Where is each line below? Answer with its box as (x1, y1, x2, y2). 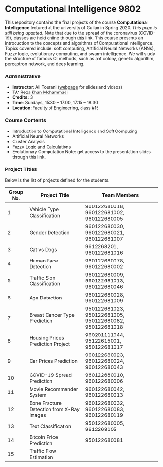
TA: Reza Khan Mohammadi (12, 89, 68, 95)
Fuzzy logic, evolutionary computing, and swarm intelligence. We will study (5, 50, 155, 56)
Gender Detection (29, 229, 70, 236)
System (29, 392, 47, 398)
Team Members (101, 191, 139, 198)
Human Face (29, 257, 58, 264)
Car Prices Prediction (29, 357, 78, 364)
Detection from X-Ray (29, 406, 80, 412)
